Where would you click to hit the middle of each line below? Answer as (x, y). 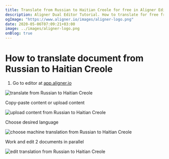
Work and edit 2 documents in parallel (45, 141)
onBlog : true (19, 33)
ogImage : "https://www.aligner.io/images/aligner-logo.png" (70, 19)
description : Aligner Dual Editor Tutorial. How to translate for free (82, 15)
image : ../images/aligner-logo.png (43, 29)
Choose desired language (32, 122)
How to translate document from (74, 58)
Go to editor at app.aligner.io (42, 83)
